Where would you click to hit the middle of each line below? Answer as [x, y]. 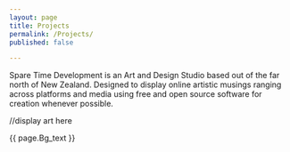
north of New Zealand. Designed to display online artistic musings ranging [145, 84]
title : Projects [39, 26]
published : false [41, 42]
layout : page [33, 17]
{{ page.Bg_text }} [42, 138]
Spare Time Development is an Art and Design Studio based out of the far [145, 76]
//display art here [41, 121]
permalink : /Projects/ [51, 34]
